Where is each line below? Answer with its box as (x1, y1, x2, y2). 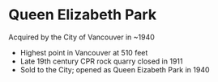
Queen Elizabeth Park (8, 6, 156, 24)
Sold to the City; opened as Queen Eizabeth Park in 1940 (19, 64, 210, 74)
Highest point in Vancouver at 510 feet (19, 47, 148, 57)
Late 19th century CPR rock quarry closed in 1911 (19, 56, 183, 66)
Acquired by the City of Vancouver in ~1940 (8, 32, 156, 42)
